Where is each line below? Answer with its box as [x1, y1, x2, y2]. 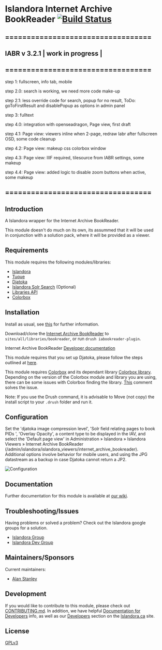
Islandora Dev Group [12, 540, 54, 545]
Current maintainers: [5, 566, 46, 572]
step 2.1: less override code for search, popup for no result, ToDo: [5, 97, 136, 103]
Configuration [5, 413, 48, 421]
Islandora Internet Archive [5, 3, 113, 15]
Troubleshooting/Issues [5, 507, 79, 515]
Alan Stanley [12, 575, 37, 582]
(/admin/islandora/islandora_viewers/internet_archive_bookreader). [5, 447, 139, 452]
